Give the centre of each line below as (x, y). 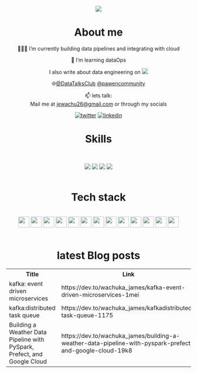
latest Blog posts (98, 256)
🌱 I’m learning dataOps (98, 60)
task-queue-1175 (87, 315)
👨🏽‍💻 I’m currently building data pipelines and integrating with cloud (98, 48)
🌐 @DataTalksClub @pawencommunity (98, 83)
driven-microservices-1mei (100, 294)
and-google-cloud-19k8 (97, 350)
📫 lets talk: (98, 95)
